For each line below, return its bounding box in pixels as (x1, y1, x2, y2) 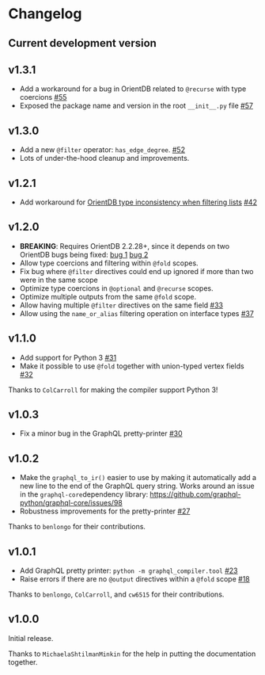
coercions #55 (19, 93, 67, 102)
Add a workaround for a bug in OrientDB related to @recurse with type (19, 84, 247, 93)
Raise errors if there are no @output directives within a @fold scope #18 (19, 574, 251, 584)
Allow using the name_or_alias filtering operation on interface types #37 (19, 308, 255, 318)
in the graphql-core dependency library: (19, 490, 149, 499)
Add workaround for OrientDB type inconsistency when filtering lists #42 (19, 197, 257, 207)
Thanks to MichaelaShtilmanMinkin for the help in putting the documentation (8, 649, 256, 658)
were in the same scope (19, 275, 98, 284)
